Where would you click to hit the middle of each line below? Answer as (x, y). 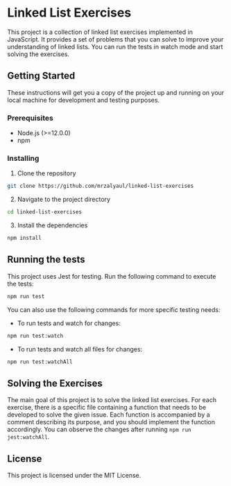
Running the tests (46, 260)
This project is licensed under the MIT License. (74, 476)
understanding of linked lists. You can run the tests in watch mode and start (115, 46)
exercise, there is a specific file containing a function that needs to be (107, 408)
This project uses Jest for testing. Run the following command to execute (112, 276)
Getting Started (41, 76)
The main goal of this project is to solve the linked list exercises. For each (112, 400)
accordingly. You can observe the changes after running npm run (99, 429)
